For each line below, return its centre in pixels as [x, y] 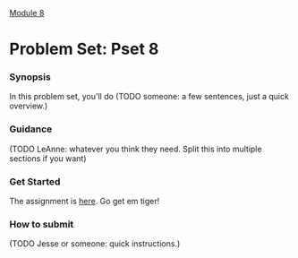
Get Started [35, 181]
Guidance [31, 129]
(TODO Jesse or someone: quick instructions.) [95, 244]
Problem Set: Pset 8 [84, 49]
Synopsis [30, 77]
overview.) [29, 106]
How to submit [42, 224]
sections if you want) [48, 158]
